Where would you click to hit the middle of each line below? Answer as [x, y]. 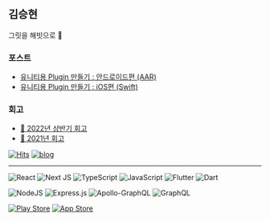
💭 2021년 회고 [42, 139]
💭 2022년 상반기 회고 [53, 129]
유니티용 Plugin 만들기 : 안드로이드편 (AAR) [88, 77]
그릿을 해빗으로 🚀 [35, 35]
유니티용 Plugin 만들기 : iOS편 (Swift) [79, 87]
